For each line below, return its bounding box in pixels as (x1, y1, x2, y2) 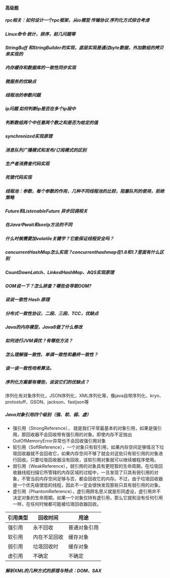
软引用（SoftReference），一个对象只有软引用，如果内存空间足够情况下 (12, 444, 160, 450)
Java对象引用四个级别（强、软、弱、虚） (5, 411, 91, 417)
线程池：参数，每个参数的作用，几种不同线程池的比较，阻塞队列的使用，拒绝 (5, 188, 164, 194)
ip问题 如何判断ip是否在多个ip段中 (5, 106, 76, 112)
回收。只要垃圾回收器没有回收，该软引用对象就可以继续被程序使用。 (17, 457, 159, 463)
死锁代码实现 (5, 174, 32, 181)
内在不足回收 (33, 533, 64, 541)
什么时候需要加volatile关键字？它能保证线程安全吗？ (5, 235, 115, 241)
